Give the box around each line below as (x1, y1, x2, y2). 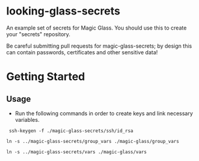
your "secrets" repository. (6, 30, 71, 37)
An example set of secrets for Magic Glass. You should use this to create (6, 24, 187, 31)
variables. (14, 116, 40, 123)
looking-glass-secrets (6, 4, 121, 18)
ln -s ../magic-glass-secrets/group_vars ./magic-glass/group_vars (6, 138, 180, 144)
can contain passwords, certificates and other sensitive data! (6, 48, 158, 55)
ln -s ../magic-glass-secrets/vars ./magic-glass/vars (6, 149, 147, 155)
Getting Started (6, 70, 86, 84)
